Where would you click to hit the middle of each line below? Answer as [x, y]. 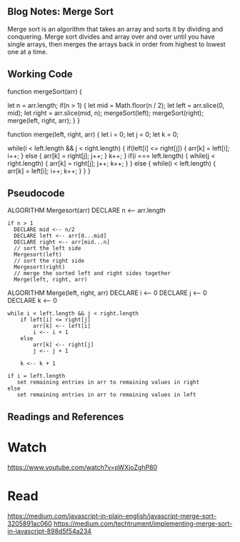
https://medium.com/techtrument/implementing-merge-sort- [143, 523]
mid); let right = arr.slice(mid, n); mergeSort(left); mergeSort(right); [106, 113]
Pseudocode [36, 193]
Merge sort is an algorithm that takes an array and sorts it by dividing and [115, 29]
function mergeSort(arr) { [45, 91]
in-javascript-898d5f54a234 [49, 531]
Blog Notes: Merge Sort [61, 12]
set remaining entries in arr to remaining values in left [106, 395]
